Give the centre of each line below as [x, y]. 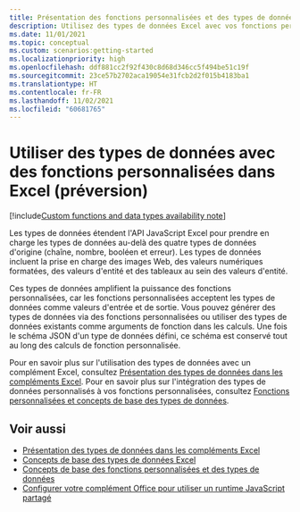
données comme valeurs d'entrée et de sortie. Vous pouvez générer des [143, 307]
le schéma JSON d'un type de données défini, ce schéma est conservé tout [149, 336]
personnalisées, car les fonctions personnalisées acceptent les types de [142, 298]
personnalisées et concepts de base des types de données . [119, 401]
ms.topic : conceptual [50, 42]
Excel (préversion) [79, 191]
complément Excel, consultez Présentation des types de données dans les [146, 373]
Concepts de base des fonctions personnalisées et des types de [141, 469]
